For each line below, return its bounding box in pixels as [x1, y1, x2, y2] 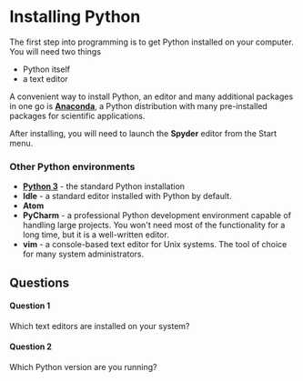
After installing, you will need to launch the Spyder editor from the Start [9, 127, 278, 138]
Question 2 [9, 341, 53, 352]
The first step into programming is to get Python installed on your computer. [9, 36, 294, 47]
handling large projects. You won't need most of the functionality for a [22, 220, 286, 231]
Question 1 [9, 300, 51, 311]
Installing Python [9, 6, 141, 27]
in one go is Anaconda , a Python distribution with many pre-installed [9, 100, 268, 111]
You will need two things [9, 45, 102, 56]
